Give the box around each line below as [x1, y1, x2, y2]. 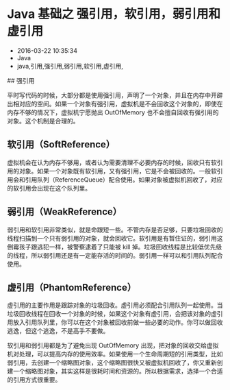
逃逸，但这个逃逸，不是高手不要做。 [7, 327, 110, 335]
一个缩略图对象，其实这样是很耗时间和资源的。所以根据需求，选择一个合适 [12, 367, 223, 376]
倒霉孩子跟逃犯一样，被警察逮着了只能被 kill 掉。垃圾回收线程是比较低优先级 [7, 243, 222, 251]
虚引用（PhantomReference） [7, 282, 137, 293]
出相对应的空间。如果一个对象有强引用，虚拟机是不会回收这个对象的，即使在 [7, 99, 223, 108]
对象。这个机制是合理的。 [7, 117, 79, 125]
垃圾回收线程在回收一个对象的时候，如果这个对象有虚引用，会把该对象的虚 [7, 310, 217, 318]
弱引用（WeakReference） [7, 206, 122, 218]
